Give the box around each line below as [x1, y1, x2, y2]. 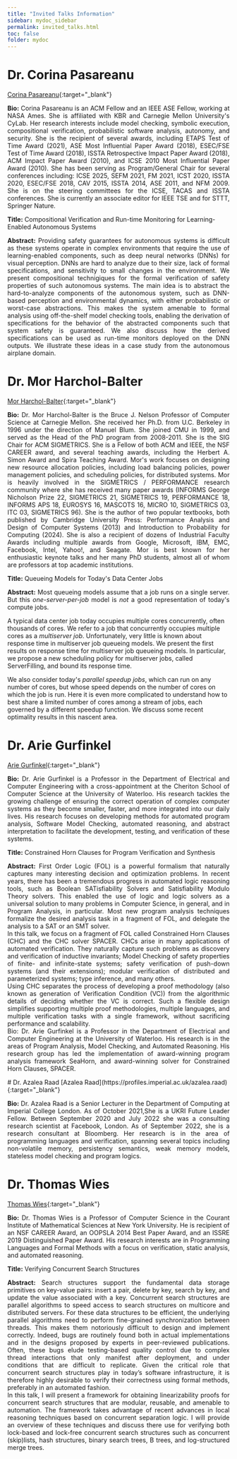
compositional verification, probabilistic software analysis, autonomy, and [7, 126, 230, 135]
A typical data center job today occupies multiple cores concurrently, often [7, 617, 225, 625]
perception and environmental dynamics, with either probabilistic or [28, 296, 230, 305]
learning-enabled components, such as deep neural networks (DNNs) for [7, 251, 230, 260]
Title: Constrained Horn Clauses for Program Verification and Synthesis [7, 848, 216, 856]
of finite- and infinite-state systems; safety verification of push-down [7, 959, 230, 968]
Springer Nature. [7, 202, 56, 210]
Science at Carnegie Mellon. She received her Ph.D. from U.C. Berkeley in [7, 418, 230, 426]
